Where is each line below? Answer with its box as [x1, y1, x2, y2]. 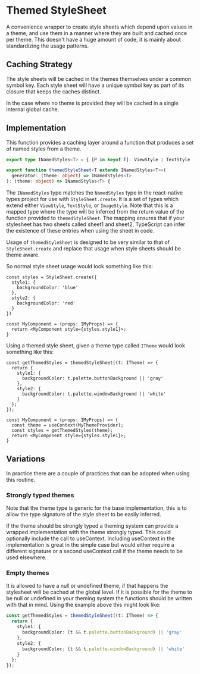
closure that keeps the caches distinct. [6, 87, 101, 95]
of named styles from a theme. [6, 145, 82, 152]
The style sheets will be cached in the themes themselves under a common [6, 75, 192, 82]
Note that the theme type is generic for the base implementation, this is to [6, 504, 187, 512]
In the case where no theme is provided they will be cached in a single [6, 99, 179, 106]
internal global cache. [6, 105, 60, 113]
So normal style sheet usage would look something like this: [6, 263, 154, 270]
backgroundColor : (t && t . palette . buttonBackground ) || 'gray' [21, 629, 183, 635]
